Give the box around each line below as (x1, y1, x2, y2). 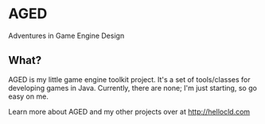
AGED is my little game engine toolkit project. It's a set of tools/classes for (8, 74, 251, 84)
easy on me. (8, 92, 49, 101)
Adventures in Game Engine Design (8, 31, 125, 40)
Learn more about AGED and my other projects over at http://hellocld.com (8, 107, 251, 116)
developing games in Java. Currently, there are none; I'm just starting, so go (8, 83, 257, 92)
